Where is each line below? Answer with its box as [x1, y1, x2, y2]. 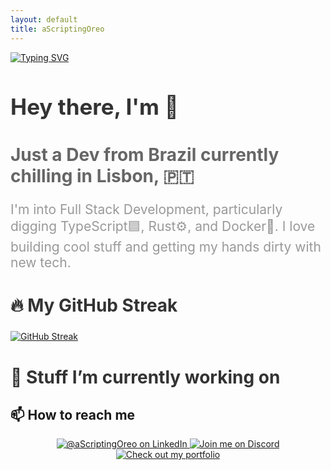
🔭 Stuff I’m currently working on [10, 366, 281, 388]
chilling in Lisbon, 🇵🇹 [10, 164, 195, 187]
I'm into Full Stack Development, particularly [10, 201, 283, 218]
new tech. [10, 254, 72, 271]
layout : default [10, 14, 78, 25]
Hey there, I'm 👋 [10, 92, 180, 120]
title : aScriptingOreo [10, 24, 105, 34]
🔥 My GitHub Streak [10, 294, 178, 317]
